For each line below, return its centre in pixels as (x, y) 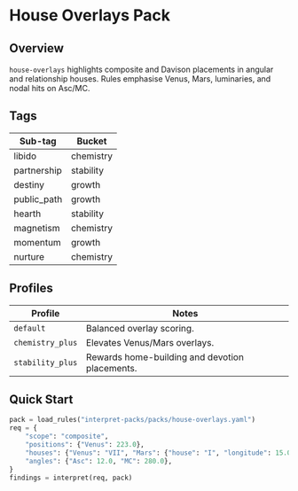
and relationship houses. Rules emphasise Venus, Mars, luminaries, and (140, 79)
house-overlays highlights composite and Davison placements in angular (141, 69)
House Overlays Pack (90, 16)
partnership (38, 170)
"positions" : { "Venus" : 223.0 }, (85, 445)
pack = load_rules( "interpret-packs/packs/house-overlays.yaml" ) (132, 420)
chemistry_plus (46, 343)
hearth (27, 214)
